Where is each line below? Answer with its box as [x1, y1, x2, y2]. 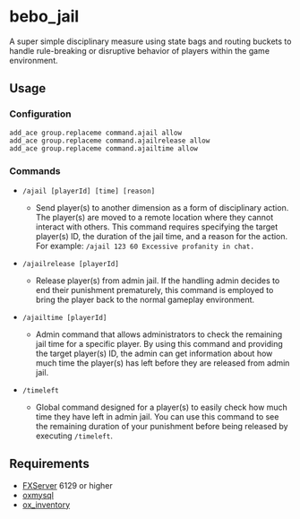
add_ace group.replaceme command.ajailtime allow [9, 143, 199, 153]
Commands [9, 164, 61, 177]
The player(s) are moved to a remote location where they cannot [35, 212, 274, 222]
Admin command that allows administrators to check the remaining [35, 329, 283, 340]
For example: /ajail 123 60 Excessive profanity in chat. [35, 240, 255, 251]
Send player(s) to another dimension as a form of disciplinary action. [35, 202, 289, 212]
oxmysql [21, 489, 54, 500]
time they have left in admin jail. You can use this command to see [35, 411, 279, 422]
